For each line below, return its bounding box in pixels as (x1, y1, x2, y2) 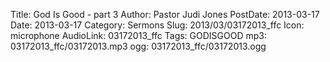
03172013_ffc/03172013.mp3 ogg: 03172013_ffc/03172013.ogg (10, 40, 267, 52)
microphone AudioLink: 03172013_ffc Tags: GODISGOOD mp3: (10, 30, 267, 41)
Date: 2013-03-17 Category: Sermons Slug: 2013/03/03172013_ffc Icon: (10, 19, 305, 31)
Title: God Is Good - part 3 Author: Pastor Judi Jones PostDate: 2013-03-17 (10, 9, 320, 20)
